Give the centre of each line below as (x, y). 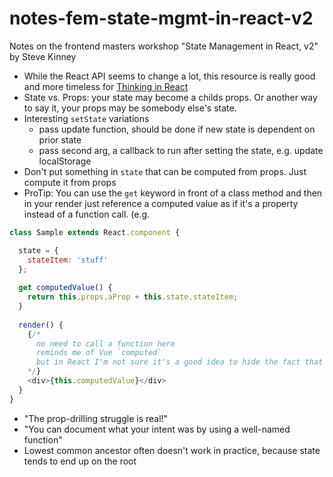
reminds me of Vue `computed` (98, 353)
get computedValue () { (65, 288)
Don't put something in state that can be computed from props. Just (165, 171)
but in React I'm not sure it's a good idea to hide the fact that (179, 362)
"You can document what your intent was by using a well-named (157, 429)
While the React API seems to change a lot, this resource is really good (169, 76)
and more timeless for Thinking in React (106, 86)
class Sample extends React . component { (95, 232)
